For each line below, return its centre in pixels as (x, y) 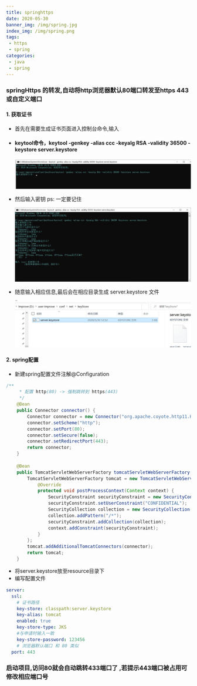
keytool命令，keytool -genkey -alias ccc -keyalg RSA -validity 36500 (101, 143)
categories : (21, 56)
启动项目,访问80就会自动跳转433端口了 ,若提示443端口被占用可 (97, 668)
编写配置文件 (30, 578)
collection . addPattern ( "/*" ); (85, 516)
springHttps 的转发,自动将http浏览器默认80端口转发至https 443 (98, 90)
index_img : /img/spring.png (40, 31)
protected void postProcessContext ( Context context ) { (106, 491)
